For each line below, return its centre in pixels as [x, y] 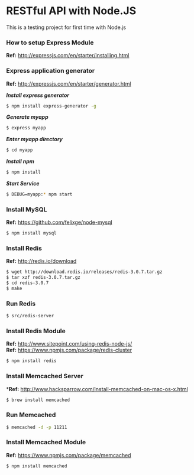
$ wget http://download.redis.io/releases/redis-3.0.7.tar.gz [84, 272]
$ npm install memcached [37, 466]
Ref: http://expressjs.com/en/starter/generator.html [69, 83]
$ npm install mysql [32, 233]
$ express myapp [26, 128]
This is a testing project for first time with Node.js [66, 27]
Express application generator [51, 71]
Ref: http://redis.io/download [41, 261]
